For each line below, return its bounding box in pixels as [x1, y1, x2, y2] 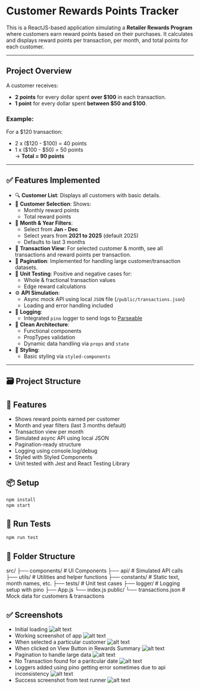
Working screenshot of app [14, 632, 82, 639]
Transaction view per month [14, 428, 84, 436]
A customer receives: [6, 82, 58, 89]
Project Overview [6, 66, 72, 76]
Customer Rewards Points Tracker [6, 4, 179, 18]
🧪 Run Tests [6, 519, 51, 529]
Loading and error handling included [23, 302, 113, 309]
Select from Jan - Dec [23, 225, 79, 232]
